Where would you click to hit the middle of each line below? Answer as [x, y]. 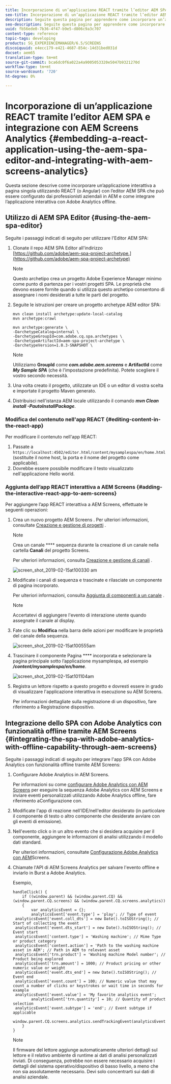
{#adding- [150, 487]
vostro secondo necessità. [40, 375]
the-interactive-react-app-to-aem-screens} [61, 493]
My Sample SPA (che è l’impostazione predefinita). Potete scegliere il [85, 370]
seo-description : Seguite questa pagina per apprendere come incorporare [85, 24]
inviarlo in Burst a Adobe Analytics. [49, 873]
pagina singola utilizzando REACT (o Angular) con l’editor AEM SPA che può [85, 191]
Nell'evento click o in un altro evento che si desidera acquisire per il [83, 831]
